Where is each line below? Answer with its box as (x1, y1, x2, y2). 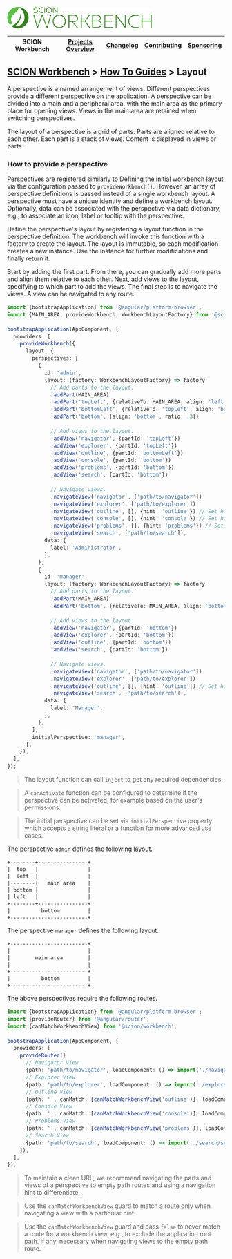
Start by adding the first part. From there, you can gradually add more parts (7, 268, 222, 276)
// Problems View (25, 1117, 76, 1125)
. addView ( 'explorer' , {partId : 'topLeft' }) (50, 442, 177, 449)
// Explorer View (25, 1074, 76, 1081)
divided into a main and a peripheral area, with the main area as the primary (7, 99, 222, 107)
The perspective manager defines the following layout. (7, 926, 159, 935)
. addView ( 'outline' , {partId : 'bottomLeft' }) (50, 450, 184, 456)
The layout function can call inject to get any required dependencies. (23, 776, 223, 784)
